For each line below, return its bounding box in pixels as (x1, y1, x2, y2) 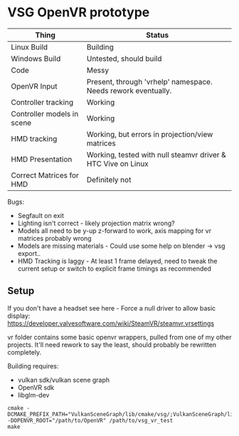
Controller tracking (11, 97, 74, 107)
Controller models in (11, 108, 79, 118)
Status (145, 30, 169, 40)
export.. (17, 249, 41, 257)
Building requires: (7, 361, 59, 370)
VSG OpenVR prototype (7, 4, 150, 21)
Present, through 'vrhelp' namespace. (86, 76, 213, 86)
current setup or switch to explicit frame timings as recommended (17, 264, 212, 273)
